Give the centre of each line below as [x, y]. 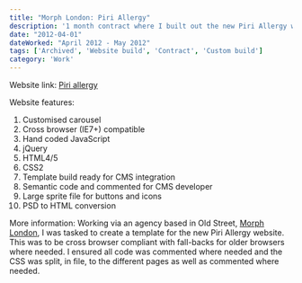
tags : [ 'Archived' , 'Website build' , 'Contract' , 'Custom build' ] [136, 51]
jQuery [35, 148]
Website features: [42, 102]
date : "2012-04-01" [46, 34]
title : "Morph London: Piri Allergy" [80, 18]
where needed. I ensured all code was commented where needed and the [146, 252]
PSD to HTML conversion [69, 206]
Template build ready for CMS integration [99, 177]
